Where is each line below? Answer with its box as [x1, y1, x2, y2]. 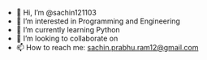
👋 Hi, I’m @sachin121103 [15, 8, 97, 17]
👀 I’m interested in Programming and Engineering [15, 16, 181, 26]
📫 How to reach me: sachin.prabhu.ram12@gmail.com [15, 43, 199, 52]
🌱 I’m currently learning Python [15, 25, 120, 34]
